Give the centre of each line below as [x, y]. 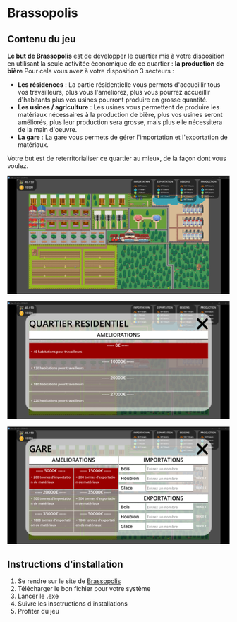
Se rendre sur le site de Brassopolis [69, 581]
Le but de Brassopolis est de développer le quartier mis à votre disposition [116, 56]
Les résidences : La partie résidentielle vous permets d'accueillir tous [119, 85]
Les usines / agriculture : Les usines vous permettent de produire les [119, 107]
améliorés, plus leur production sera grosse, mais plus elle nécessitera [120, 122]
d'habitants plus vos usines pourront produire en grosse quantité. [113, 100]
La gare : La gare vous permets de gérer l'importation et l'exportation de [122, 137]
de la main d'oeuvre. [47, 130]
